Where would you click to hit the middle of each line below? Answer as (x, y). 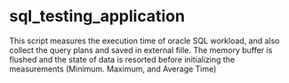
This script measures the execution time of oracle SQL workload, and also (144, 41)
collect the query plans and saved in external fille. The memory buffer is (141, 49)
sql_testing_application (97, 16)
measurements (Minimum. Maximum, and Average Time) (113, 69)
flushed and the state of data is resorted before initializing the (122, 59)
